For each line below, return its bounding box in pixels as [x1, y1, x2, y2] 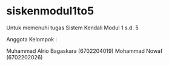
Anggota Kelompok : [6, 35, 58, 43]
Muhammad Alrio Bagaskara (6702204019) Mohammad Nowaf [6, 47, 163, 55]
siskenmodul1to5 [6, 4, 94, 18]
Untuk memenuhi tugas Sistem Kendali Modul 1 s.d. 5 [6, 24, 139, 31]
